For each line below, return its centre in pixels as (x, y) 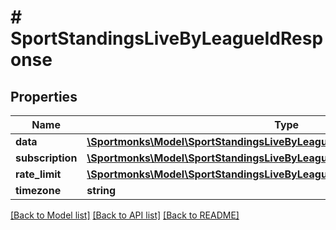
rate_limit (38, 174)
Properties (44, 96)
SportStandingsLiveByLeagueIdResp (167, 38)
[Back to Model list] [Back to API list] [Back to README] (125, 215)
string (101, 190)
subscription (46, 158)
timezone (38, 190)
